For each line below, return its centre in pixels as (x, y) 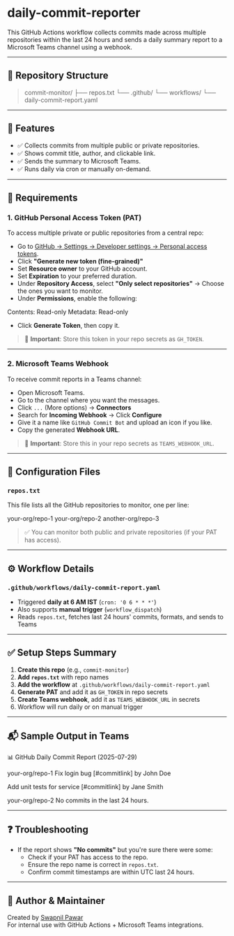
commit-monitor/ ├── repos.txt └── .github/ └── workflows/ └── (120, 92)
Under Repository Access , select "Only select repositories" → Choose (120, 284)
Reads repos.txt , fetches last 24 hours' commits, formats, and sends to (120, 617)
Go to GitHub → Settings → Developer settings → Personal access (112, 247)
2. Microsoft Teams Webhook (58, 363)
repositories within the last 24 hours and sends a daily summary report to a (115, 39)
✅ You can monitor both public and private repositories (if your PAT (120, 532)
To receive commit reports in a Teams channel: (75, 379)
